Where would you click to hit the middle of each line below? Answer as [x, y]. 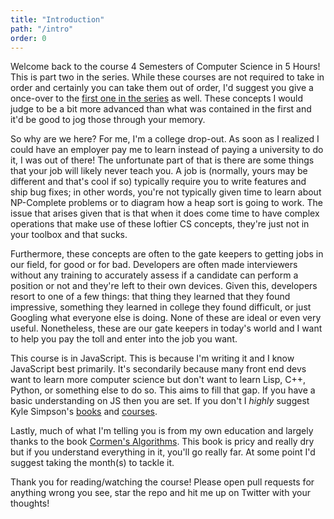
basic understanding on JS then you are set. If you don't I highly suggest [160, 401]
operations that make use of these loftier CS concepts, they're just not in [160, 224]
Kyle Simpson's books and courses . [84, 412]
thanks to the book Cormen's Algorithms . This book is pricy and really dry [162, 442]
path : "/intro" [42, 29]
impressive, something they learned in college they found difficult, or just [161, 307]
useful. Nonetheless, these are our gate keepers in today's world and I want [166, 328]
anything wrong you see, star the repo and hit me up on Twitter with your [160, 493]
